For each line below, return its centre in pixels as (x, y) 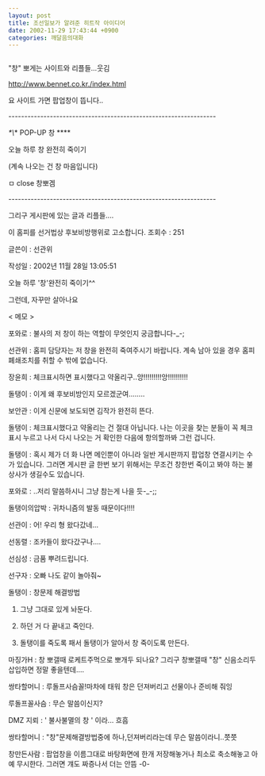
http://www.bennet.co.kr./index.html (67, 84)
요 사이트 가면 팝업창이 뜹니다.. (56, 101)
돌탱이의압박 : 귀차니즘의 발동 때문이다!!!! (71, 508)
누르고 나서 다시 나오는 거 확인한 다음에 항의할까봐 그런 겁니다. (119, 438)
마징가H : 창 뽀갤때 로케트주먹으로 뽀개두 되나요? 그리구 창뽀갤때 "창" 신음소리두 (132, 660)
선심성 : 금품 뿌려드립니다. (48, 559)
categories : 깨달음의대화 (46, 38)
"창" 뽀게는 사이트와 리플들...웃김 (59, 68)
